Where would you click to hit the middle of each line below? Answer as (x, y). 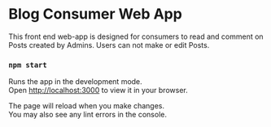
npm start (28, 65)
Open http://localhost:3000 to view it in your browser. (98, 91)
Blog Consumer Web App (96, 14)
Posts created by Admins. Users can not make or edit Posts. (109, 44)
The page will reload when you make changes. (87, 106)
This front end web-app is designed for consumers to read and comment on (136, 36)
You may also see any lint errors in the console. (87, 115)
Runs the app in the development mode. (75, 82)
